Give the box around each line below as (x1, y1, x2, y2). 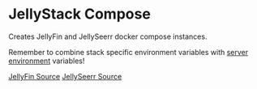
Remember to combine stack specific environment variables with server (8, 47, 249, 57)
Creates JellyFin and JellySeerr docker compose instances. (8, 32, 208, 41)
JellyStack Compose (8, 5, 152, 23)
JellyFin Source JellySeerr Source (8, 71, 122, 81)
